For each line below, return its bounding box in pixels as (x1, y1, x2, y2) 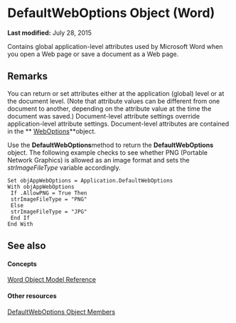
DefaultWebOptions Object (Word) (7, 5, 215, 21)
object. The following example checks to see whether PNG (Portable (7, 148, 208, 157)
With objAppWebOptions (7, 183, 75, 190)
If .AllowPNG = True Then (10, 190, 87, 197)
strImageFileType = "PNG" (10, 195, 87, 203)
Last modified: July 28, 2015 (7, 28, 92, 37)
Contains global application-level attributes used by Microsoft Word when (7, 42, 223, 50)
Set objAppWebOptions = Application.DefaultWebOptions (7, 177, 173, 184)
